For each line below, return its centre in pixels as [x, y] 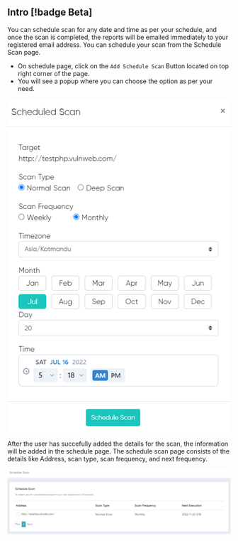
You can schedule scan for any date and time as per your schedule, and [112, 29]
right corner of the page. [53, 73]
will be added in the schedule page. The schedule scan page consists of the [119, 451]
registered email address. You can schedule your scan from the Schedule [114, 44]
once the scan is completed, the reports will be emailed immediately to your [118, 37]
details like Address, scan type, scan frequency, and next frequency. [107, 459]
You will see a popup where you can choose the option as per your [115, 81]
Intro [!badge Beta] [50, 12]
